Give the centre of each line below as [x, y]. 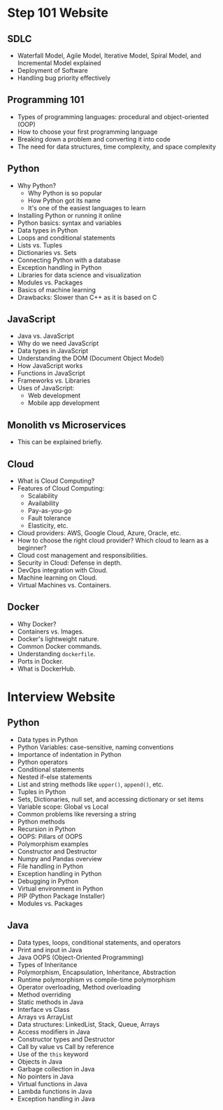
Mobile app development [64, 403]
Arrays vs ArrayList [45, 1017]
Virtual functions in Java [52, 1083]
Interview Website [61, 697]
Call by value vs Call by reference [66, 1046]
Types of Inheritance [47, 964]
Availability [43, 503]
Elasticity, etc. [48, 526]
